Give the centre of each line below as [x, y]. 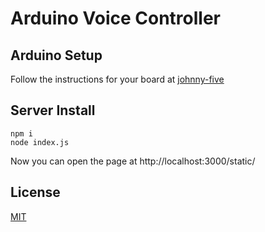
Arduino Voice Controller [115, 18]
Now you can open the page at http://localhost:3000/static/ [133, 161]
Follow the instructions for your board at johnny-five [117, 79]
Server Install [53, 110]
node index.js [40, 142]
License [35, 192]
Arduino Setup [56, 55]
